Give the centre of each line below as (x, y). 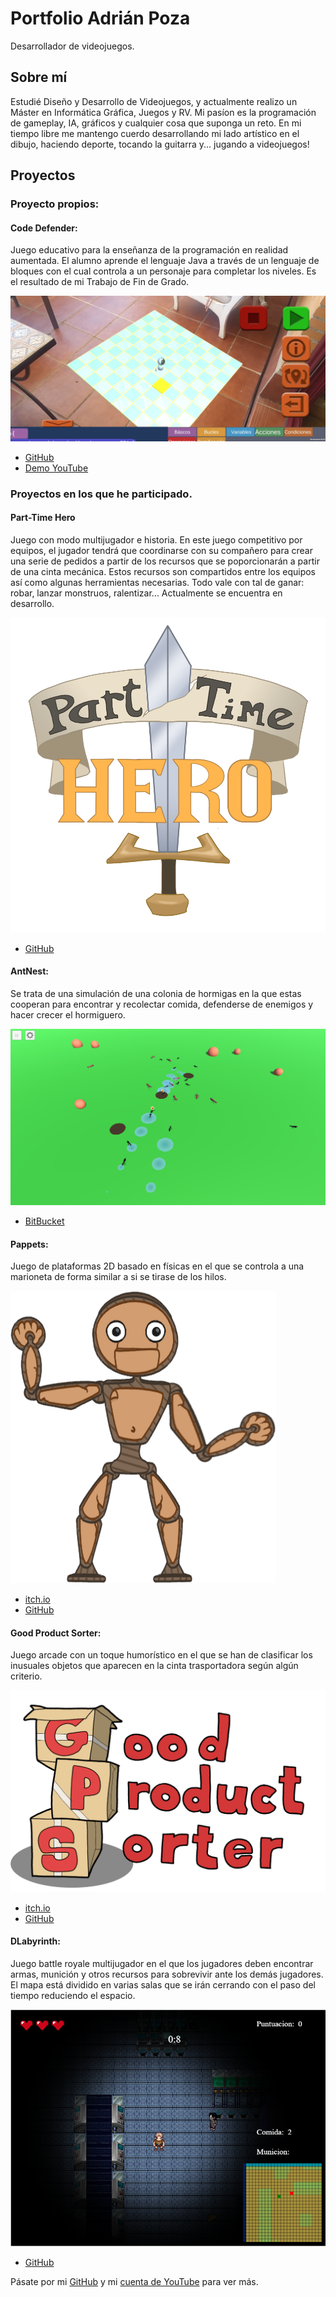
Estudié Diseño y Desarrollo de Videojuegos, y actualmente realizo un (154, 101)
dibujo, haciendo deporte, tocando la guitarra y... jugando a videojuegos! (160, 144)
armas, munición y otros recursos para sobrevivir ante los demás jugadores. (167, 1974)
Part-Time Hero (43, 518)
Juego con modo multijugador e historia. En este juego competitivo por (156, 539)
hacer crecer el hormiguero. (68, 1014)
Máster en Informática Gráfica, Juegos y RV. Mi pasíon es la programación (163, 112)
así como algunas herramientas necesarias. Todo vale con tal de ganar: (157, 582)
